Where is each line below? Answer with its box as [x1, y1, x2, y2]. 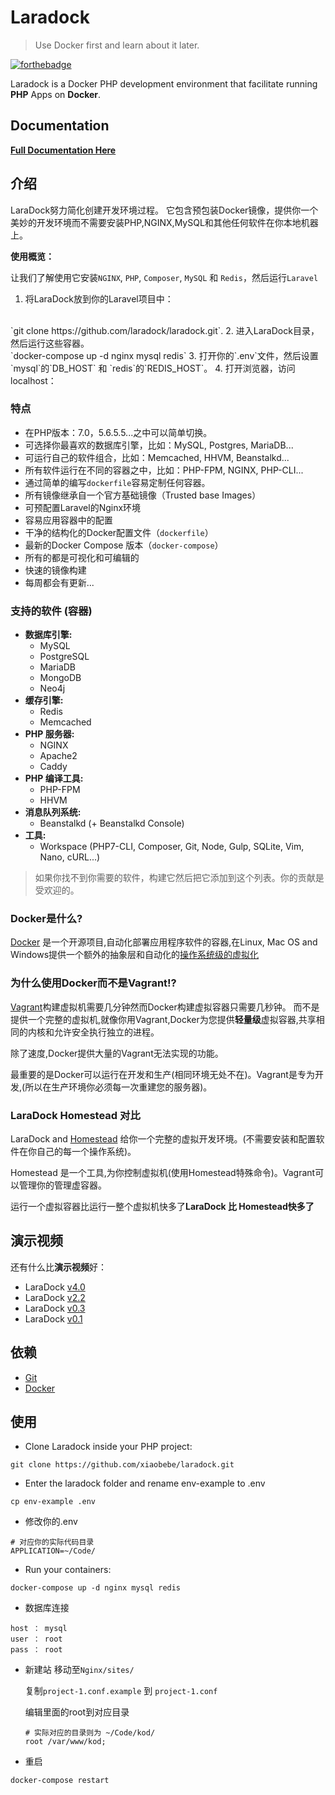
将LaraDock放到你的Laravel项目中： [24, 292, 174, 305]
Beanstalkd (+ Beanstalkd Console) [39, 817, 185, 830]
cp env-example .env [10, 1497, 97, 1507]
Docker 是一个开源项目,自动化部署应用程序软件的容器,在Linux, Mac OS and [10, 936, 318, 948]
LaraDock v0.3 [24, 1302, 86, 1314]
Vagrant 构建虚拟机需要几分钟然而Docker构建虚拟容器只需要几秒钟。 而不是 [10, 1001, 320, 1013]
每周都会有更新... [24, 576, 95, 588]
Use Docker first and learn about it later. [34, 39, 200, 51]
